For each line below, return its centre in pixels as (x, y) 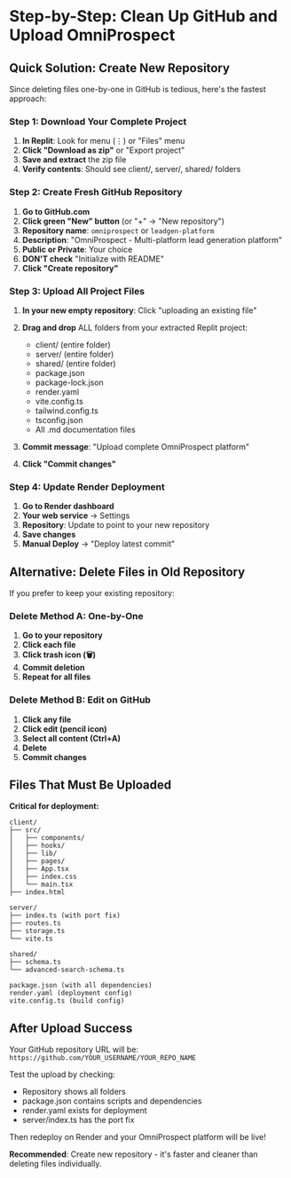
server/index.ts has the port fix (78, 1120)
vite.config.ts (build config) (67, 1001)
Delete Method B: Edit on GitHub (80, 700)
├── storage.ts (37, 931)
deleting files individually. (55, 1164)
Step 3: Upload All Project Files (77, 291)
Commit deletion (54, 668)
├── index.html (37, 892)
